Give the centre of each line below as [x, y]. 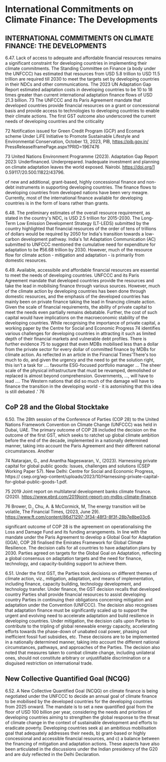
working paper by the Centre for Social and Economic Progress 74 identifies [83, 328]
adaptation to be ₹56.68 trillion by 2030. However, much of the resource [79, 250]
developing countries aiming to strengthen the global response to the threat [82, 717]
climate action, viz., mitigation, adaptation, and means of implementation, [80, 578]
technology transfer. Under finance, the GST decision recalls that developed [83, 589]
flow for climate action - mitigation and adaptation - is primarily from [75, 255]
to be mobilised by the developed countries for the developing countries [79, 701]
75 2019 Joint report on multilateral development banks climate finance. [78, 491]
